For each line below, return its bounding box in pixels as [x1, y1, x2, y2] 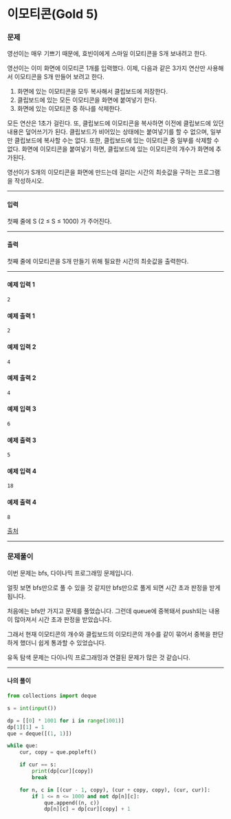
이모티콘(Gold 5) [7, 6, 98, 22]
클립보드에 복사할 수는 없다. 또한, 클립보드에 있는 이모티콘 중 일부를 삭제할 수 [14, 136, 220, 145]
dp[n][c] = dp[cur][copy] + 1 [43, 806, 131, 813]
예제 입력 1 [7, 280, 36, 289]
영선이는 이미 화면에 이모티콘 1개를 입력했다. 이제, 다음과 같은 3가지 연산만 [7, 64, 206, 72]
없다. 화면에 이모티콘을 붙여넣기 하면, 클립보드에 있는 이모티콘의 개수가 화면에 [7, 145, 214, 153]
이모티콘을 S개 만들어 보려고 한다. [14, 73, 104, 81]
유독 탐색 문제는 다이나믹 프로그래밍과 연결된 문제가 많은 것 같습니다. [7, 653, 190, 661]
